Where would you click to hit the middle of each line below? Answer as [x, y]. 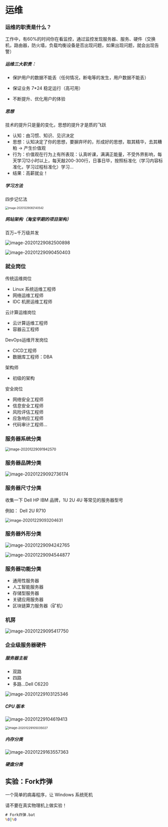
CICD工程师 [25, 350]
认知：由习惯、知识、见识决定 [43, 135]
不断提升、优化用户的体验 [39, 99]
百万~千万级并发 [22, 233]
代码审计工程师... [30, 424]
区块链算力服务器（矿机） [39, 606]
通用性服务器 [26, 581]
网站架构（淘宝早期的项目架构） [38, 219]
